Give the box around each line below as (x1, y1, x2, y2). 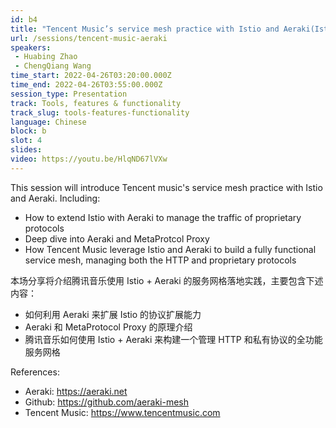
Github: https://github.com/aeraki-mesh (24, 396, 190, 408)
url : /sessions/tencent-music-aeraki (10, 33, 168, 43)
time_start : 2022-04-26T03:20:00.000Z (10, 71, 172, 81)
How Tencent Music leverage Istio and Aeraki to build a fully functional (24, 243, 317, 255)
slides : (10, 145, 43, 155)
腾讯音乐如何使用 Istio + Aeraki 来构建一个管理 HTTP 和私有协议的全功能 (24, 333, 323, 345)
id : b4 (10, 14, 38, 25)
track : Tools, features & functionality (10, 98, 182, 108)
